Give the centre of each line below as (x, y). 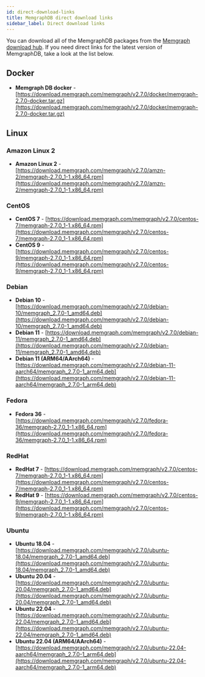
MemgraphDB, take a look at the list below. (60, 54)
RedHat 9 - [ (31, 495)
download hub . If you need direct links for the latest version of (85, 47)
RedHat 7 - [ (31, 469)
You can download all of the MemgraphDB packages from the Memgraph (98, 41)
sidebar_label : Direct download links (56, 23)
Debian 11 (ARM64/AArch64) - (55, 359)
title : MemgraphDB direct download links (60, 18)
